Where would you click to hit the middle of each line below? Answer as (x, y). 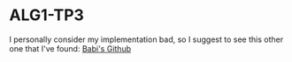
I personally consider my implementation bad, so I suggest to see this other (146, 39)
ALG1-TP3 (46, 15)
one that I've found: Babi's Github (70, 48)
